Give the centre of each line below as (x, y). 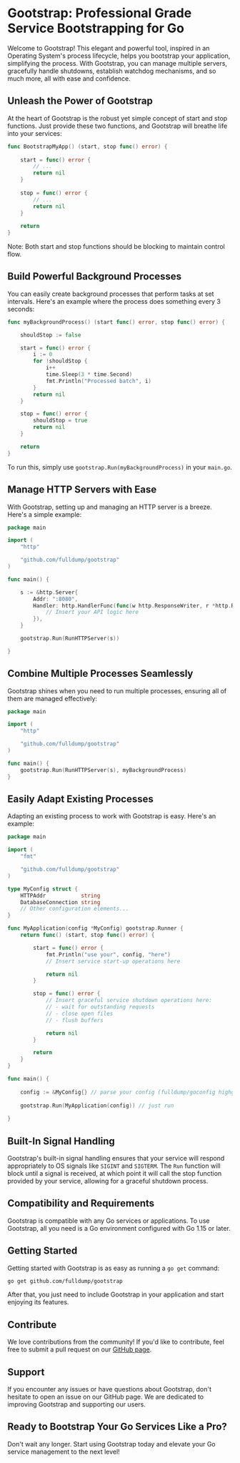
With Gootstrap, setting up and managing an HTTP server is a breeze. (110, 507)
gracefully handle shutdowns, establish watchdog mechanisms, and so (112, 71)
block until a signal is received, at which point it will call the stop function (115, 1173)
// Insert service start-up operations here (113, 961)
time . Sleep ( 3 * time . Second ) (89, 375)
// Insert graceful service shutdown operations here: (129, 1001)
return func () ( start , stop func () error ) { (87, 935)
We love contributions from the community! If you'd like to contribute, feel (116, 1342)
